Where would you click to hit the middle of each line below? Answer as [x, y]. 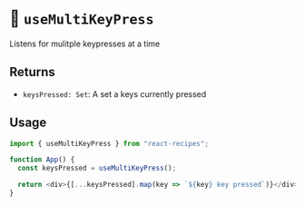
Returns [33, 72]
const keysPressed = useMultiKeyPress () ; [97, 168]
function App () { [42, 160]
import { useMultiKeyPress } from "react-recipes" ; [109, 143]
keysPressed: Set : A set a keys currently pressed [114, 93]
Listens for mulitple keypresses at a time [85, 44]
